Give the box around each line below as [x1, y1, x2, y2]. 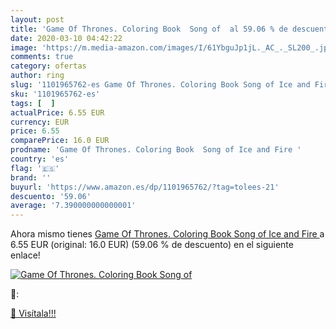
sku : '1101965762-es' [10, 89, 101, 99]
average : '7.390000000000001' [10, 201, 137, 211]
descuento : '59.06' [10, 191, 92, 201]
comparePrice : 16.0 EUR [10, 136, 110, 146]
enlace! [10, 249, 41, 261]
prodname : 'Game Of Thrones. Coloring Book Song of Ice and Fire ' [10, 145, 302, 155]
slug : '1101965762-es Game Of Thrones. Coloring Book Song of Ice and [10, 80, 311, 90]
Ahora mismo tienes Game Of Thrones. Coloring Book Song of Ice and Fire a [10, 228, 325, 240]
